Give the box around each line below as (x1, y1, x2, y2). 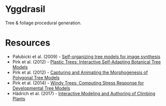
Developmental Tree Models (12, 85, 71, 91)
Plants (12, 96, 26, 102)
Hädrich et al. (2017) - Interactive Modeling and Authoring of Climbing (12, 90, 156, 96)
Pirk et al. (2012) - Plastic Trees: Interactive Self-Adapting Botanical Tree (12, 58, 161, 65)
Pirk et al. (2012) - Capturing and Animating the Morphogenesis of (12, 69, 148, 75)
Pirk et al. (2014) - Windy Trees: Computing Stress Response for (12, 80, 144, 86)
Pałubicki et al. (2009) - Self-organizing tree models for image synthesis (12, 53, 161, 59)
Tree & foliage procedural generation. (5, 20, 82, 26)
